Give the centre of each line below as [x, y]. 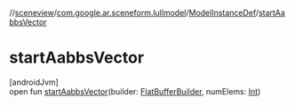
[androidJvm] [34, 82]
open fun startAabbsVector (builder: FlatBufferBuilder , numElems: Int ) [135, 91]
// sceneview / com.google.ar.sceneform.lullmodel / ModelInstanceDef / [134, 13]
